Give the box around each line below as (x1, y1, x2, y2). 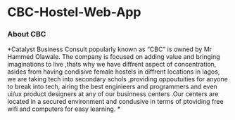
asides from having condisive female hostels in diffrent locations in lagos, (7, 67, 220, 76)
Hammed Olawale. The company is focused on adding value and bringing (7, 53, 220, 61)
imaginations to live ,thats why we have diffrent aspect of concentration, (7, 60, 217, 69)
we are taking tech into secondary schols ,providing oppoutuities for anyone (7, 75, 229, 84)
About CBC (7, 29, 46, 39)
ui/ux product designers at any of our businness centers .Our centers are (7, 90, 219, 98)
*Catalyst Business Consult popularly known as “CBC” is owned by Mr (7, 45, 212, 53)
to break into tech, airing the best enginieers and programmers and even (7, 82, 218, 91)
